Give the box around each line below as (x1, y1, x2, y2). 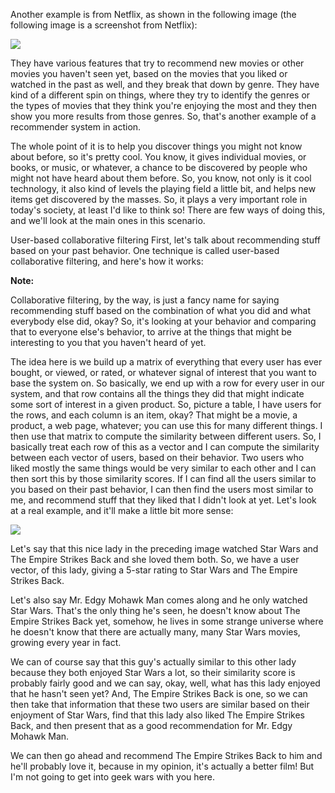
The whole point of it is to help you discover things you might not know (10, 140, 303, 152)
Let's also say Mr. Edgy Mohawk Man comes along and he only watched (10, 594, 308, 606)
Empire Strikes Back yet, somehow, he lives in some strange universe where (10, 615, 324, 627)
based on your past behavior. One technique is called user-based (10, 245, 280, 256)
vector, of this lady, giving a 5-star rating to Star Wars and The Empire (10, 564, 298, 576)
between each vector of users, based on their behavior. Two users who (10, 452, 305, 463)
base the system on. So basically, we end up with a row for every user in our (10, 377, 325, 389)
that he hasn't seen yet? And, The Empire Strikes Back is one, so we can (10, 688, 308, 699)
